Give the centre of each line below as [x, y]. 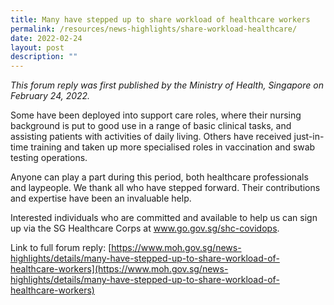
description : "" [44, 57]
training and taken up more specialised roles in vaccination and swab [173, 147]
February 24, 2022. [50, 96]
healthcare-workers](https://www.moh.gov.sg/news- [119, 269]
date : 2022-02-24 [46, 38]
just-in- [309, 137]
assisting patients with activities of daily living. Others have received [151, 137]
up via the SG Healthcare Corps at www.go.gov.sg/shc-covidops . [145, 228]
